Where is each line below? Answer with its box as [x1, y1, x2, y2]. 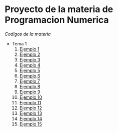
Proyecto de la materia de [5, 4, 113, 15]
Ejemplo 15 [19, 121, 42, 127]
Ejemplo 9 [19, 89, 41, 95]
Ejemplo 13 [19, 110, 42, 116]
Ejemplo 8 [19, 83, 41, 89]
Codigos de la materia [5, 31, 51, 37]
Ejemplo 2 [19, 51, 41, 57]
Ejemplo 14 [19, 115, 42, 121]
